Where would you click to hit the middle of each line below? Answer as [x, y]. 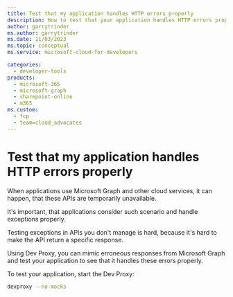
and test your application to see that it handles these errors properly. [105, 260]
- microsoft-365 [37, 84]
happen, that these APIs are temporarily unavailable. [82, 198]
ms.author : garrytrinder [43, 33]
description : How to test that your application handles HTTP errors [110, 20]
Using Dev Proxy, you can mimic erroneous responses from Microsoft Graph [116, 253]
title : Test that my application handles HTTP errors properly [101, 13]
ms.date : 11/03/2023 [37, 39]
